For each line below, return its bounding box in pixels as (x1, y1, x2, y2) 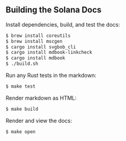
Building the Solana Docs (5, 5, 102, 15)
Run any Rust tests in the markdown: (5, 72, 97, 79)
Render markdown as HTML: (5, 94, 77, 102)
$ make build (5, 106, 39, 112)
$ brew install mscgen (5, 38, 63, 44)
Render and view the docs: (5, 117, 72, 124)
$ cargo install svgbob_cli (5, 44, 77, 50)
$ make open (5, 128, 36, 135)
